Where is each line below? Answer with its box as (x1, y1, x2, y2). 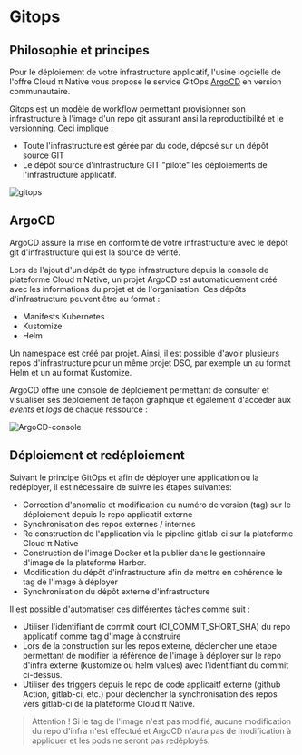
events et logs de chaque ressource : (9, 404, 148, 415)
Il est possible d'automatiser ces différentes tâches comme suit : (9, 603, 251, 614)
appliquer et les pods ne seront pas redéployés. (31, 735, 210, 746)
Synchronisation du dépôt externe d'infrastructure (22, 585, 210, 596)
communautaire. (9, 86, 71, 96)
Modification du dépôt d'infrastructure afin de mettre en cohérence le (22, 566, 283, 577)
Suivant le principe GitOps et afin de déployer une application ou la (9, 472, 259, 483)
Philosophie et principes (9, 43, 150, 58)
